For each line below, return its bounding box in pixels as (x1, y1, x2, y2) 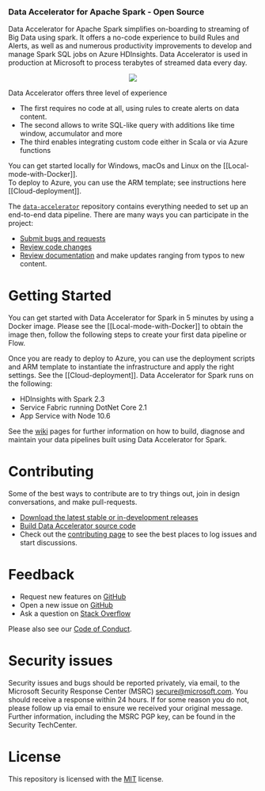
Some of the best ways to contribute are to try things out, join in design (8, 489, 240, 499)
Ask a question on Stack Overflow (19, 609, 131, 618)
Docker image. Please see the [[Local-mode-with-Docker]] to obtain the (8, 322, 244, 331)
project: (8, 219, 34, 228)
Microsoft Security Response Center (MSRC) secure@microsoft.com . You (8, 686, 248, 696)
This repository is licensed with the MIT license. (8, 774, 164, 783)
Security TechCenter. (8, 720, 78, 730)
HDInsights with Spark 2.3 (19, 395, 105, 404)
